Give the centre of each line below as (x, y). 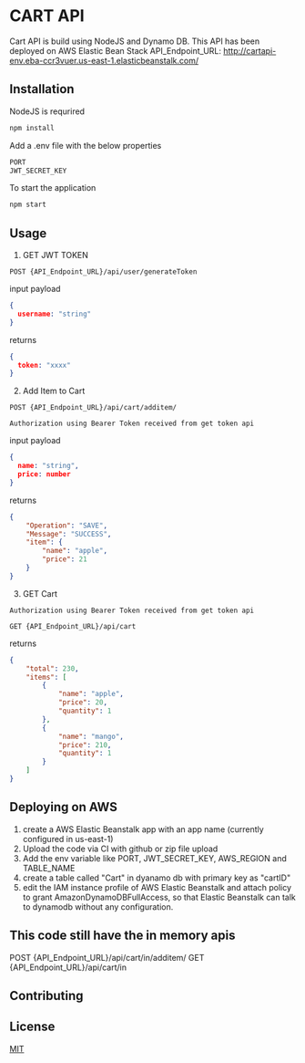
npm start (28, 205)
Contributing (46, 995)
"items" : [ (46, 677)
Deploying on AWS (64, 807)
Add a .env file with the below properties (86, 145)
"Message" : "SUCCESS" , (69, 534)
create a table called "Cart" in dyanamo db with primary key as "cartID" (157, 878)
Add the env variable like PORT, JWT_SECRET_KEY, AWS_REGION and (154, 858)
